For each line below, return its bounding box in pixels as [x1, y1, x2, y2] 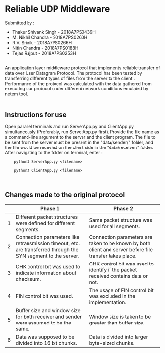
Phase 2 [113, 205, 134, 212]
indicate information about [15, 269, 77, 276]
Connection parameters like [15, 234, 80, 240]
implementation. [89, 299, 127, 306]
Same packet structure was [89, 216, 153, 223]
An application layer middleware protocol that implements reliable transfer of [5, 65, 160, 71]
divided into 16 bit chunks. [15, 339, 77, 346]
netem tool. [5, 91, 28, 97]
